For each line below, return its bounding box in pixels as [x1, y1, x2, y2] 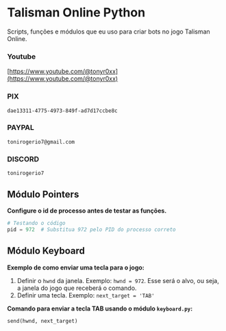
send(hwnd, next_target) [7, 317, 78, 324]
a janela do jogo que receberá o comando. [16, 284, 137, 292]
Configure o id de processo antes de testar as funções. [7, 207, 167, 215]
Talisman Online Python [7, 5, 146, 21]
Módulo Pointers [7, 188, 79, 200]
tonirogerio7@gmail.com [7, 138, 75, 145]
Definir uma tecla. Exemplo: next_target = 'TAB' [16, 291, 155, 299]
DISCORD [7, 154, 40, 163]
